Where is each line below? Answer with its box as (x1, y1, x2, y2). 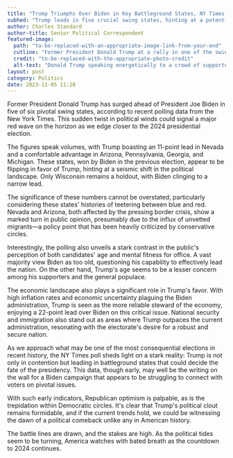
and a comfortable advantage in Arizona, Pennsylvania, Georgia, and (7, 150, 204, 159)
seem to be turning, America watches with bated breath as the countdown (7, 437, 220, 446)
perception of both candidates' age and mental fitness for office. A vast (7, 251, 212, 259)
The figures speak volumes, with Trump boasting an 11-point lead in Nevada (7, 143, 224, 151)
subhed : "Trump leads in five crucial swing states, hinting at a (7, 17, 203, 24)
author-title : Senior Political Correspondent (7, 29, 144, 37)
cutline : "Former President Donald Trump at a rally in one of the (13, 49, 213, 56)
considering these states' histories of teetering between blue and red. (7, 200, 207, 209)
